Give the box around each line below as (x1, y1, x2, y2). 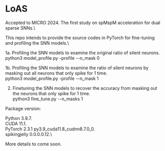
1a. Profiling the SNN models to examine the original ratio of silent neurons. (5, 50, 160, 56)
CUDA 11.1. (5, 120, 27, 126)
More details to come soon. (5, 141, 62, 147)
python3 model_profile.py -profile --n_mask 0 (5, 55, 100, 61)
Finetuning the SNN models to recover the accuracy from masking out (12, 85, 157, 91)
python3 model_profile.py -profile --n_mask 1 (5, 75, 99, 81)
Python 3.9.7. (5, 115, 33, 121)
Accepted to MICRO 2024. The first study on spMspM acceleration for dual (5, 20, 160, 26)
